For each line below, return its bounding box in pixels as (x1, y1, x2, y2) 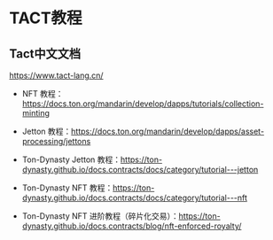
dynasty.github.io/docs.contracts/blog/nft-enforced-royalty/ (21, 221, 242, 231)
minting (21, 108, 51, 118)
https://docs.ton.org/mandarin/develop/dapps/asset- (70, 126, 264, 136)
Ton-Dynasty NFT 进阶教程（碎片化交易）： (21, 211, 179, 221)
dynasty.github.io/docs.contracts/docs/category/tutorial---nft (21, 192, 248, 203)
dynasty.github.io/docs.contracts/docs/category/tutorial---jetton (21, 165, 259, 174)
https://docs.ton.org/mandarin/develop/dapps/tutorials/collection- (21, 98, 264, 109)
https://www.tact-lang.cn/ (9, 70, 104, 81)
